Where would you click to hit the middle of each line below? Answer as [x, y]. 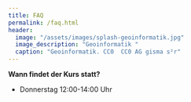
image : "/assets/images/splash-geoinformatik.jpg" [100, 37]
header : [21, 30]
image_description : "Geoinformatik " [77, 45]
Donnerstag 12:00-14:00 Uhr [66, 89]
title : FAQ [26, 15]
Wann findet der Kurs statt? [54, 74]
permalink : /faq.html [44, 23]
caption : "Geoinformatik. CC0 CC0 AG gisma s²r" [98, 52]
